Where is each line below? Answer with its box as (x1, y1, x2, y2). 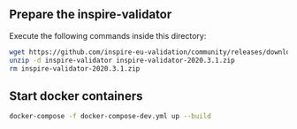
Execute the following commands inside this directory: (9, 30, 207, 41)
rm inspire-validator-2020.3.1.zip (9, 64, 141, 73)
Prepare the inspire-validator (9, 7, 172, 22)
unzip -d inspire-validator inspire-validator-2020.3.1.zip (9, 56, 236, 64)
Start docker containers (9, 88, 143, 103)
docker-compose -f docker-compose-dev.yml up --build (9, 112, 212, 121)
